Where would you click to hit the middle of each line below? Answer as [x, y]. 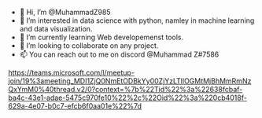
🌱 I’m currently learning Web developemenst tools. [101, 37]
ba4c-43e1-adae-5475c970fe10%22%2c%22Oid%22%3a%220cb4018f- [128, 98]
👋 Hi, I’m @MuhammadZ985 [65, 12]
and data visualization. [56, 29]
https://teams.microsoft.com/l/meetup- [72, 72]
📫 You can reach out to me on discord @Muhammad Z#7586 [119, 54]
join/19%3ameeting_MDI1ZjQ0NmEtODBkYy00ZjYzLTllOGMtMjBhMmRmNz [130, 81]
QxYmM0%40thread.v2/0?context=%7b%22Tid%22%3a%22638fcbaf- [125, 89]
